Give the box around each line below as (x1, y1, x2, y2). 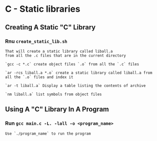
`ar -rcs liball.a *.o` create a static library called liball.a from (5, 70, 153, 75)
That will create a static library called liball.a (5, 49, 113, 54)
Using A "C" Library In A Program (5, 105, 109, 113)
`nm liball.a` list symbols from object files (5, 92, 102, 97)
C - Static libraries (5, 3, 80, 15)
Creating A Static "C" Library (5, 23, 96, 31)
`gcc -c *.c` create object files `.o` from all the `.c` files (5, 61, 139, 67)
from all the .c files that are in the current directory (5, 53, 126, 58)
